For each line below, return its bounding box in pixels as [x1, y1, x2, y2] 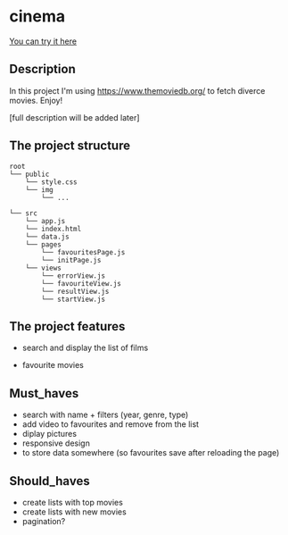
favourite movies [21, 360, 85, 371]
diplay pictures [21, 429, 78, 439]
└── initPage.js [41, 255, 102, 264]
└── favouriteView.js [41, 279, 122, 288]
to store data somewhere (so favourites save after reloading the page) [21, 447, 280, 458]
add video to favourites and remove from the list [21, 419, 199, 430]
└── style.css [25, 177, 78, 187]
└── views [25, 263, 62, 272]
